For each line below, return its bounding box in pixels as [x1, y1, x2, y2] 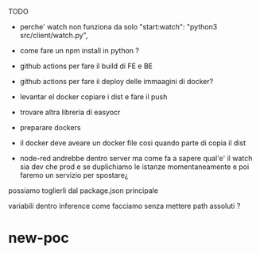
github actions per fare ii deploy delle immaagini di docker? [19, 77, 214, 86]
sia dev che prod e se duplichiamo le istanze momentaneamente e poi [19, 162, 250, 171]
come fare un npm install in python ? [19, 46, 139, 55]
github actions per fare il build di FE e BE [19, 61, 153, 71]
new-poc [8, 229, 69, 247]
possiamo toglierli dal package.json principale [8, 186, 159, 195]
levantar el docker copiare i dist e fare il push [19, 92, 168, 102]
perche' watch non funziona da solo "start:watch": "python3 [19, 22, 218, 31]
